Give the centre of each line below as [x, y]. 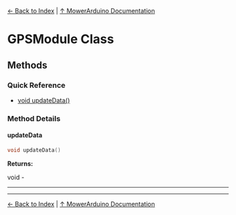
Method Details [34, 118]
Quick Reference [37, 85]
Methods [27, 65]
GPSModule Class [61, 39]
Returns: [20, 163]
